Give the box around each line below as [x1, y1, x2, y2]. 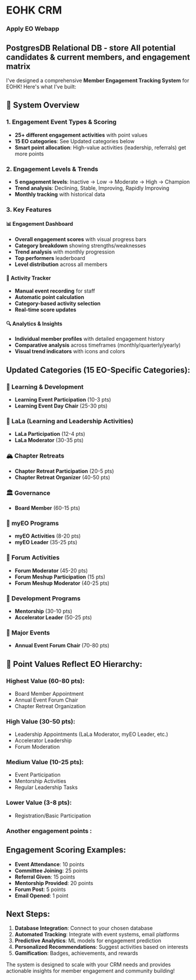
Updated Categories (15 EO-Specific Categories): [6, 365, 190, 375]
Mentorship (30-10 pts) [14, 607, 72, 614]
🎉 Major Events [6, 629, 50, 637]
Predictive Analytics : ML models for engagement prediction [14, 937, 162, 944]
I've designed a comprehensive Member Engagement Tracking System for [6, 77, 190, 84]
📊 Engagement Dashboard [6, 221, 74, 228]
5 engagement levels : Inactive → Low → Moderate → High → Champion [14, 178, 190, 185]
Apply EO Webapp [6, 25, 60, 33]
